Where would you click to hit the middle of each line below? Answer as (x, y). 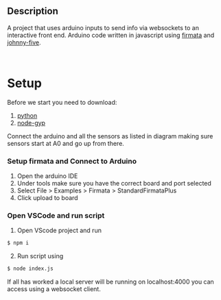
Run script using (40, 256)
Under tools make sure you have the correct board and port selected (114, 184)
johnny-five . (24, 42)
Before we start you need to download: (62, 102)
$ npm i (18, 243)
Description (33, 11)
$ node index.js (30, 269)
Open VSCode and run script (56, 215)
